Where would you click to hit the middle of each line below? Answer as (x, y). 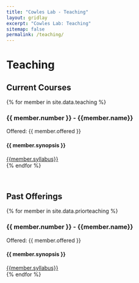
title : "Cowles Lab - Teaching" (47, 12)
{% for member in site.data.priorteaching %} (62, 211)
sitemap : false (26, 29)
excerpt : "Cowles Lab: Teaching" (49, 23)
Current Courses (39, 87)
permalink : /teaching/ (35, 35)
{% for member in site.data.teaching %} (56, 102)
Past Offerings (34, 197)
